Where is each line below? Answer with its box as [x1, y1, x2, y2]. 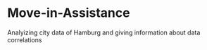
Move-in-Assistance [7, 5, 130, 21]
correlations [7, 35, 42, 44]
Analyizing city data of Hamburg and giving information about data [7, 28, 201, 37]
